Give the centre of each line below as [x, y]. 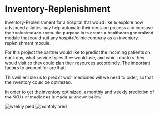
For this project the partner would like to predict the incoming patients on [78, 52]
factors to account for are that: [36, 68]
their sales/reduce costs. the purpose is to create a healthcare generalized [79, 33]
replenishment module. [28, 43]
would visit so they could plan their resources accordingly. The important [78, 63]
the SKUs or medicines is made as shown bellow [53, 97]
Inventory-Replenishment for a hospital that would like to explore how [74, 22]
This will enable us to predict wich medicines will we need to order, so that [79, 77]
